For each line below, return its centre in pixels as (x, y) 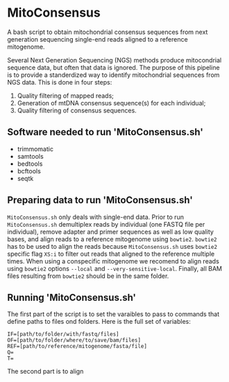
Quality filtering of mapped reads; (66, 96)
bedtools (30, 164)
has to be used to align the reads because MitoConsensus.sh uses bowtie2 (112, 246)
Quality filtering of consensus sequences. (77, 110)
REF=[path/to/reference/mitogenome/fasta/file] (77, 347)
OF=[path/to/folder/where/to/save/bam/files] (74, 340)
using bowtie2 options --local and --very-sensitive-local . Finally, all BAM (114, 268)
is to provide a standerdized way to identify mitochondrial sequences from (113, 75)
